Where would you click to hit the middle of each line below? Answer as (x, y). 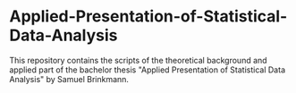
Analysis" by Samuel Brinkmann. (69, 79)
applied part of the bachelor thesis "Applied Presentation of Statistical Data (148, 70)
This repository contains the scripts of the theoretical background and (138, 60)
